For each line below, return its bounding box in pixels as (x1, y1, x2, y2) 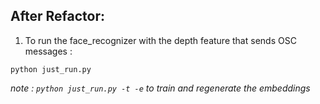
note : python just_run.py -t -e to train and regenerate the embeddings (10, 82, 311, 94)
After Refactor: (10, 8, 106, 25)
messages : (24, 45, 73, 57)
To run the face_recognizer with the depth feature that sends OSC (24, 34, 297, 46)
